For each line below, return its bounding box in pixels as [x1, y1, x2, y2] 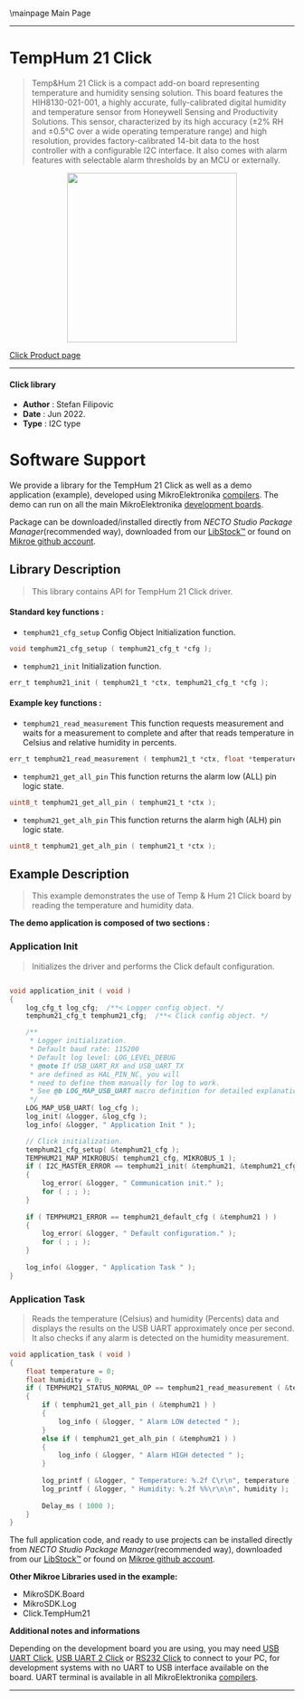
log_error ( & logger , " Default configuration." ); [42, 1230, 237, 1239]
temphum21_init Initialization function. [22, 660, 162, 671]
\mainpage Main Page [9, 8, 91, 18]
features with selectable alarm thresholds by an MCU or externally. [31, 154, 280, 166]
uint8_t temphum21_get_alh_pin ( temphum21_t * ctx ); [9, 841, 217, 850]
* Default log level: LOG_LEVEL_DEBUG [29, 1053, 176, 1062]
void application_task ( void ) [9, 1350, 131, 1359]
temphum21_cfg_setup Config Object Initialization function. [22, 627, 236, 638]
